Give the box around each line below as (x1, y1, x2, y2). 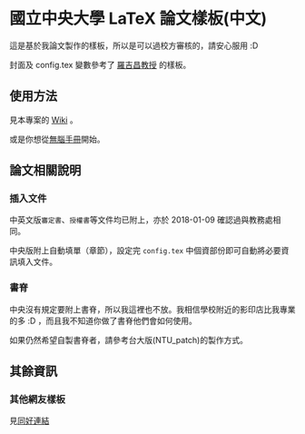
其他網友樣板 (9, 393, 66, 406)
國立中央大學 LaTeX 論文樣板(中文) (9, 8, 268, 29)
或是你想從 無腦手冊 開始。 (9, 133, 105, 144)
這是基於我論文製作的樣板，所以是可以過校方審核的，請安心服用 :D (9, 40, 259, 51)
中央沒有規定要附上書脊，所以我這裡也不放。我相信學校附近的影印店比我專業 (9, 303, 296, 314)
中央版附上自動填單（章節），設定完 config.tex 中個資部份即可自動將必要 (9, 245, 281, 256)
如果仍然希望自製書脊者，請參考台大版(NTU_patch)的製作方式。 (9, 334, 248, 345)
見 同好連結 (9, 415, 50, 427)
